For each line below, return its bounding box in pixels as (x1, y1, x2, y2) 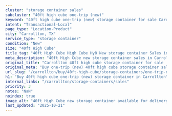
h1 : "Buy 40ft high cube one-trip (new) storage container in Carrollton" (5, 74, 168, 80)
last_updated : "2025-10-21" (5, 103, 66, 108)
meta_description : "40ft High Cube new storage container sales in (5, 55, 153, 61)
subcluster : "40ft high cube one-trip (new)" (5, 12, 104, 17)
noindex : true (5, 93, 36, 99)
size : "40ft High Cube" (5, 46, 56, 51)
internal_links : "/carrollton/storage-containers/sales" (5, 79, 130, 84)
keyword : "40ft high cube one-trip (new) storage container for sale (5, 17, 157, 22)
